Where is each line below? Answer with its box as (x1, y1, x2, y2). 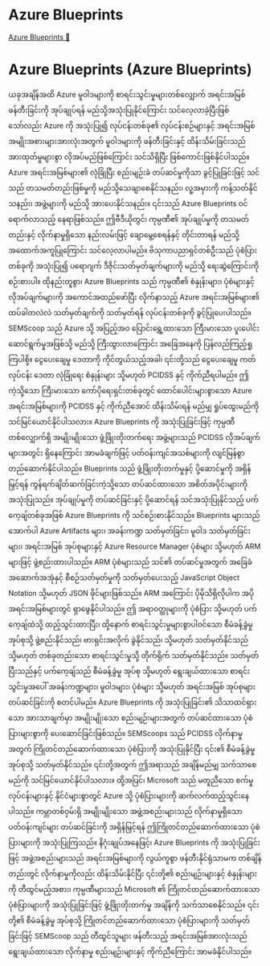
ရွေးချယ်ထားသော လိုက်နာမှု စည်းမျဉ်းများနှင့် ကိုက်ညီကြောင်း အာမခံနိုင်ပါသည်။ (8, 947, 252, 956)
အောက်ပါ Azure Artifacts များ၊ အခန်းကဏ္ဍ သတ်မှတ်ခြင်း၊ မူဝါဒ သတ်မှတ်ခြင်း (8, 525, 251, 536)
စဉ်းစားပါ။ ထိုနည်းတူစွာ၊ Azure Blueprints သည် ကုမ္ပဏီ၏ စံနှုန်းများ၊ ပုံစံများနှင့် (8, 276, 256, 286)
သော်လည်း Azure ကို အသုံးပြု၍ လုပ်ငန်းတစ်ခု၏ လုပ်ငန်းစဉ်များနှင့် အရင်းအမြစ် (8, 121, 256, 130)
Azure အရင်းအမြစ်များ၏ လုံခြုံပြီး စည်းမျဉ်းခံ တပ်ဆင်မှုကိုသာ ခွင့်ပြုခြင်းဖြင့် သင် (8, 167, 260, 177)
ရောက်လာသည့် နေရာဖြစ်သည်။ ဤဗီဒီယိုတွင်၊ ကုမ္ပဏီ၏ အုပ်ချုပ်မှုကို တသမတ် (8, 214, 249, 224)
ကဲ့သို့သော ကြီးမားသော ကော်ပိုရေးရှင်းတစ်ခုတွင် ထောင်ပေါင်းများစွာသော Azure (8, 385, 253, 395)
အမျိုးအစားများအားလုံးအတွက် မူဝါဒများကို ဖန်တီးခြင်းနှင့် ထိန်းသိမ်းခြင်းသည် (8, 136, 247, 146)
